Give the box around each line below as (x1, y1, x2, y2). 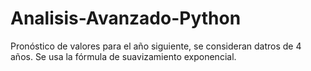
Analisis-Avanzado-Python (10, 7, 242, 30)
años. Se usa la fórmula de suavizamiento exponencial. (10, 50, 237, 62)
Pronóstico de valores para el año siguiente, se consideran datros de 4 (10, 40, 302, 52)
